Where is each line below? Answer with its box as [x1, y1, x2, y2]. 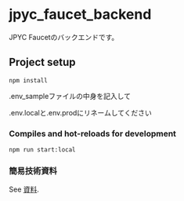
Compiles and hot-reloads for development [9, 128, 177, 139]
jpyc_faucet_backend [9, 5, 152, 24]
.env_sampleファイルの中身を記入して [9, 91, 132, 100]
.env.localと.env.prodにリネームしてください [9, 108, 152, 117]
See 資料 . [9, 185, 40, 194]
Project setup [9, 56, 77, 69]
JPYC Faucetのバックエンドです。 [9, 32, 119, 42]
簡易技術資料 [9, 165, 58, 176]
